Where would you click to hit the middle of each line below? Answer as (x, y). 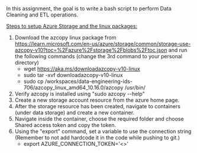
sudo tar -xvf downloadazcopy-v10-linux (73, 75)
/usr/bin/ (135, 87)
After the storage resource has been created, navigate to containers (97, 106)
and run (178, 50)
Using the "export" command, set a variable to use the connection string (103, 131)
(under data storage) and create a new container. (75, 112)
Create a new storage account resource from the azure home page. (97, 100)
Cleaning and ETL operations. (42, 15)
